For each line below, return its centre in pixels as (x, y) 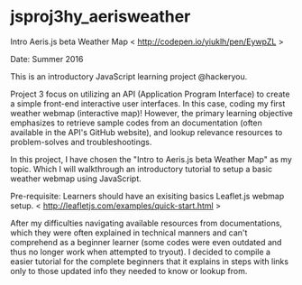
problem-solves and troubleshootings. (81, 142)
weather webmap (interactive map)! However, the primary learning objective (152, 113)
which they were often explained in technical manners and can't (129, 233)
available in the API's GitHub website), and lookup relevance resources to (146, 132)
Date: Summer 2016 (47, 59)
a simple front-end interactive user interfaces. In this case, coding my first (148, 103)
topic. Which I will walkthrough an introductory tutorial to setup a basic (142, 169)
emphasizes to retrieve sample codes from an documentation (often (136, 123)
